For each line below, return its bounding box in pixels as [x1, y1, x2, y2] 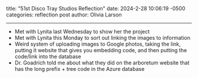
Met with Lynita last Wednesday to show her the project [14, 28, 150, 35]
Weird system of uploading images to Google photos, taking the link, [14, 40, 181, 48]
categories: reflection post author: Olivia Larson [6, 11, 122, 18]
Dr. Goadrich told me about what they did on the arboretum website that [14, 59, 190, 66]
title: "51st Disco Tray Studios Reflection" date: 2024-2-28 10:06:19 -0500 [6, 5, 186, 12]
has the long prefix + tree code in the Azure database [14, 66, 145, 72]
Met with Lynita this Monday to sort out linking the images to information [14, 35, 190, 41]
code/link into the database [14, 53, 81, 60]
